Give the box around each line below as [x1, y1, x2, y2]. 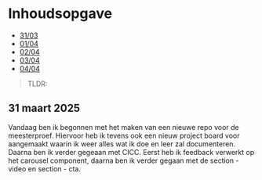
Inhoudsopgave [8, 5, 112, 23]
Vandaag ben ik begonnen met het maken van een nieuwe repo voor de [8, 122, 239, 131]
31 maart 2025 [8, 102, 81, 115]
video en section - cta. [8, 164, 81, 173]
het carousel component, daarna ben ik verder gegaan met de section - [8, 156, 239, 165]
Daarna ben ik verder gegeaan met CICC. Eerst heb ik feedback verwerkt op [8, 147, 255, 157]
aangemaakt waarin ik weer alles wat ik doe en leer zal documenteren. [8, 139, 236, 149]
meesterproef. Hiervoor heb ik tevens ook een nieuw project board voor [8, 131, 240, 140]
